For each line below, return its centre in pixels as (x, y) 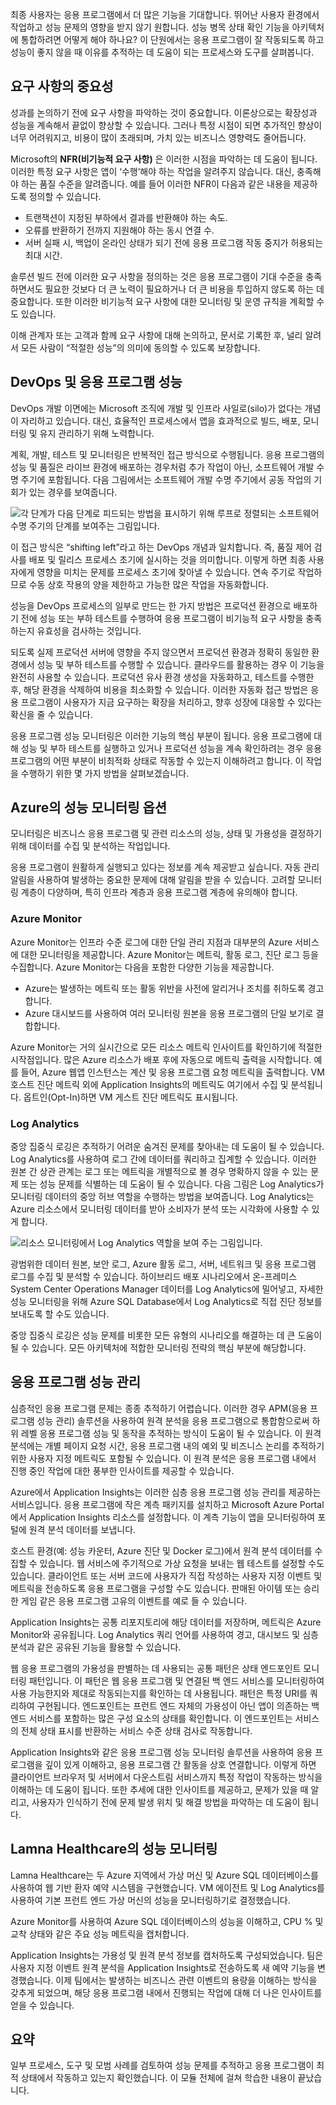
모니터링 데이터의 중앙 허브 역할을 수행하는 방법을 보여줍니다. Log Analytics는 (162, 1197)
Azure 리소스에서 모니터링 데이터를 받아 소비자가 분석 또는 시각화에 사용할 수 (160, 1209)
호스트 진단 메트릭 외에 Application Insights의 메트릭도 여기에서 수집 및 (149, 1084)
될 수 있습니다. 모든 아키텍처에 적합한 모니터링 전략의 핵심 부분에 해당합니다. (158, 1348)
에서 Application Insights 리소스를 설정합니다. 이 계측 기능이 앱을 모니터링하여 (163, 1517)
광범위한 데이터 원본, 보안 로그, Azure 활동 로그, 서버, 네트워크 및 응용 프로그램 (163, 1264)
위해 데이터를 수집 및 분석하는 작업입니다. (90, 846)
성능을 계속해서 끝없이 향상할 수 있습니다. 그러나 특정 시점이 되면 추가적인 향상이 (166, 125)
